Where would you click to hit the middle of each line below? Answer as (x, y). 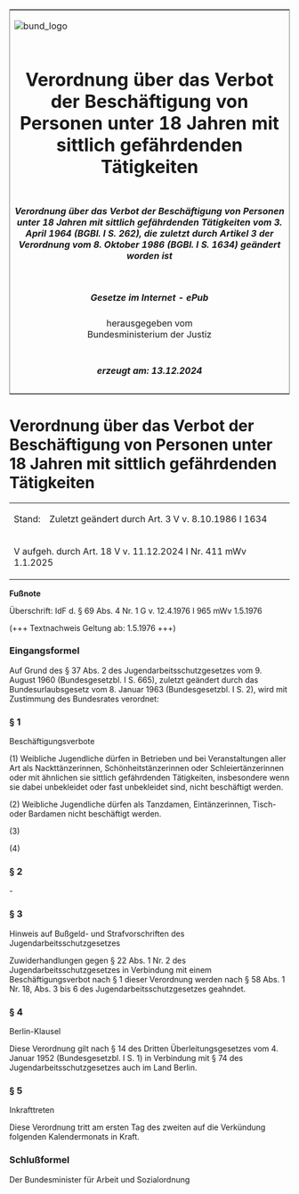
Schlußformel (39, 1160)
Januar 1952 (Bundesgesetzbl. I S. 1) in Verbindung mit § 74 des (126, 1057)
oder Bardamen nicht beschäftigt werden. (85, 814)
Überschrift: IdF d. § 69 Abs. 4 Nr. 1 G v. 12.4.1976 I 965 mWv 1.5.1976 (136, 610)
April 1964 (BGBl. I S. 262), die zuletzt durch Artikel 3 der (149, 233)
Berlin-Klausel (35, 1031)
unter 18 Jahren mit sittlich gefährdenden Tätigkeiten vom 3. (149, 222)
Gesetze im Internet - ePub (149, 297)
